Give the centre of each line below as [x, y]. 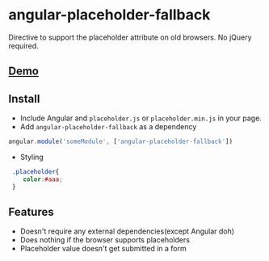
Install [24, 99]
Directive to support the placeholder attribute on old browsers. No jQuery [130, 37]
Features [31, 212]
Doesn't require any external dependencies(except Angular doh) [127, 231]
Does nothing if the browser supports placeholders [105, 240]
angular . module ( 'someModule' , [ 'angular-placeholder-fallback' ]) [120, 142]
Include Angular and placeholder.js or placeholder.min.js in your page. [141, 118]
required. [23, 45]
